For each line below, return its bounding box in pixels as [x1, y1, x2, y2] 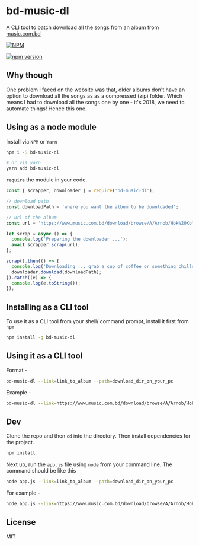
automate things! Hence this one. [6, 105, 87, 112]
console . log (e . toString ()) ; [11, 280, 81, 286]
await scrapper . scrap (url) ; [11, 242, 81, 248]
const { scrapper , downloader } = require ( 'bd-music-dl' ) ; [6, 188, 155, 194]
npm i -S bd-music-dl [6, 149, 60, 155]
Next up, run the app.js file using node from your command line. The [6, 461, 173, 468]
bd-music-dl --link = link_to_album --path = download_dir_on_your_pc [6, 378, 174, 384]
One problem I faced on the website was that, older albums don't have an [6, 86, 185, 93]
